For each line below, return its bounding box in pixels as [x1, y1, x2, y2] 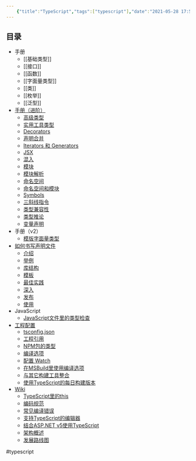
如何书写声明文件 [14, 242, 56, 249]
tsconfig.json [23, 328, 55, 335]
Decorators [23, 128, 51, 135]
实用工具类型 [23, 121, 54, 129]
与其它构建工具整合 [23, 372, 70, 379]
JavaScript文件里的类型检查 [23, 314, 90, 322]
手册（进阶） [14, 106, 45, 114]
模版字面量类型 [23, 235, 60, 242]
